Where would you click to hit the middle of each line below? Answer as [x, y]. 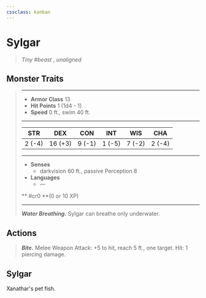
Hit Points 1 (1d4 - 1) [56, 106]
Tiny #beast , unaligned [51, 60]
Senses [40, 165]
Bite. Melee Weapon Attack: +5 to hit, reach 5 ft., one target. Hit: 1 [105, 248]
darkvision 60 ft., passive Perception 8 [88, 171]
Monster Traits [35, 78]
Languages [45, 178]
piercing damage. [44, 254]
